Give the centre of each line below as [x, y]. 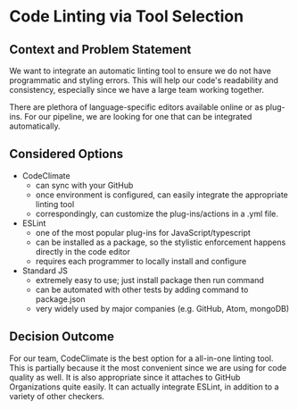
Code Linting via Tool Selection [126, 17]
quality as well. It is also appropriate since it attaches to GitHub [125, 377]
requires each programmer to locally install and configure [141, 261]
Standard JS [45, 271]
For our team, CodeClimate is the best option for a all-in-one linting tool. [141, 358]
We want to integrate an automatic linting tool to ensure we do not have [141, 71]
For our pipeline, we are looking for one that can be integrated [138, 117]
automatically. [35, 126]
